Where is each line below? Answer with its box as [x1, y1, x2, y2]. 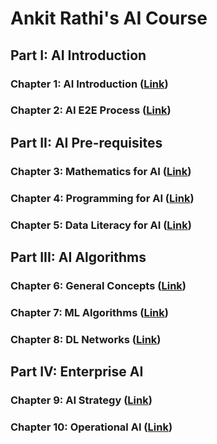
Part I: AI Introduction [10, 47, 147, 64]
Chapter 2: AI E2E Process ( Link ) [10, 103, 172, 117]
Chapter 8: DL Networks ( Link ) [10, 332, 162, 346]
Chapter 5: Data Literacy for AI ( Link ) [10, 218, 192, 232]
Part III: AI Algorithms [10, 248, 147, 266]
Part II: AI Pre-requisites [10, 134, 163, 151]
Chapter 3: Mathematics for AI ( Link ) [10, 164, 192, 178]
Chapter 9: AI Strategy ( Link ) [10, 393, 153, 407]
